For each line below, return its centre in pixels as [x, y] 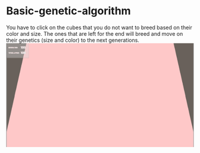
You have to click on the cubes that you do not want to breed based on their [99, 27]
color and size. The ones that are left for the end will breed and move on [95, 33]
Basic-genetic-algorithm [68, 11]
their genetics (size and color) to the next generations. [73, 40]
